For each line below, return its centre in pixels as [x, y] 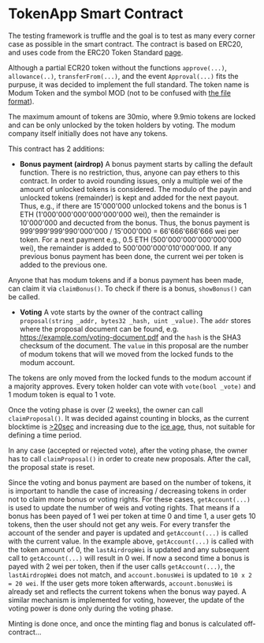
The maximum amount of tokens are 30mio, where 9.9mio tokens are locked [132, 116]
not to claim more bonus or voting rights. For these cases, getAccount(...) [129, 499]
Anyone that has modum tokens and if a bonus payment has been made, [126, 280]
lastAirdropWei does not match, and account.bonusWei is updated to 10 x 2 [130, 574]
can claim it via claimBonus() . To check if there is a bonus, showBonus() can [130, 288]
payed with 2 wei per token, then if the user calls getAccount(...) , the [122, 566]
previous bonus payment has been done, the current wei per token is [132, 256]
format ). [21, 101]
